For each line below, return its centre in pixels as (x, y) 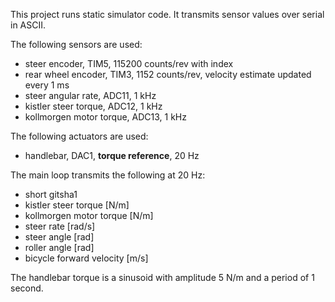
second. (27, 288)
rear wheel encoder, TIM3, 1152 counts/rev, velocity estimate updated (168, 74)
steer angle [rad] (59, 237)
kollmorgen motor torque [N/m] (89, 215)
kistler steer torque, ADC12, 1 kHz (93, 106)
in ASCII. (28, 25)
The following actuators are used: (79, 136)
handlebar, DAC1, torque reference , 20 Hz (112, 155)
